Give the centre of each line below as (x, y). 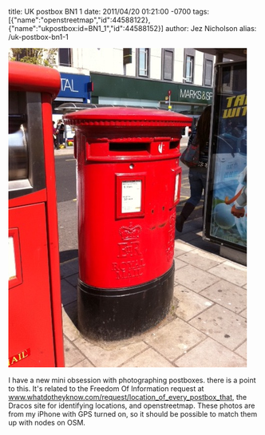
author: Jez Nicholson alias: (211, 28)
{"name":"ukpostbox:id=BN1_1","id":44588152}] (86, 28)
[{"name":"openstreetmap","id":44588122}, (79, 20)
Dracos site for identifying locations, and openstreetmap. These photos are (132, 405)
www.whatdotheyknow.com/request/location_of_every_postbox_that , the (128, 397)
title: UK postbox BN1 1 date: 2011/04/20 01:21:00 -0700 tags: (109, 12)
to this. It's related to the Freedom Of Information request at (106, 389)
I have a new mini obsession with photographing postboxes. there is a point (132, 380)
